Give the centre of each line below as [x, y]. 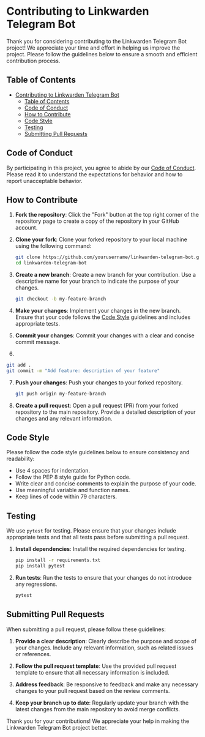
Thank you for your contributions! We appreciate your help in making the [98, 721]
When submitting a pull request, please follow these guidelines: [86, 629]
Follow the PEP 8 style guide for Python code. [73, 477]
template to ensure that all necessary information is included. [92, 672]
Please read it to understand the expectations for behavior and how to [95, 174]
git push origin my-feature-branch [61, 394]
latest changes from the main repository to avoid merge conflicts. [98, 709]
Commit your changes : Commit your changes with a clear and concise [105, 335]
